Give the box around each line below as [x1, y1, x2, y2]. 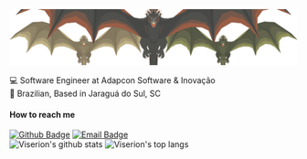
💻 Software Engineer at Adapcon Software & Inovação [9, 74, 217, 86]
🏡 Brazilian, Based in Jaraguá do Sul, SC [9, 88, 162, 99]
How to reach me [9, 109, 76, 120]
